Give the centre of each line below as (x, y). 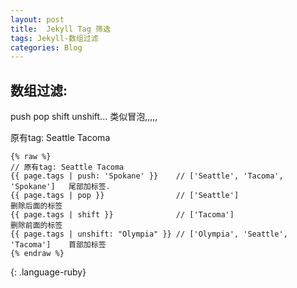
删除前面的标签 (36, 226)
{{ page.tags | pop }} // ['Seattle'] (125, 196)
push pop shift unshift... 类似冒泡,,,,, (84, 117)
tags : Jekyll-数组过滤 (54, 38)
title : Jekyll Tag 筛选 (60, 29)
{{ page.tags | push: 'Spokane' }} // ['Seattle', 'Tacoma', (147, 176)
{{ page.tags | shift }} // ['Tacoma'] (122, 215)
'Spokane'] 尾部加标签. (60, 187)
